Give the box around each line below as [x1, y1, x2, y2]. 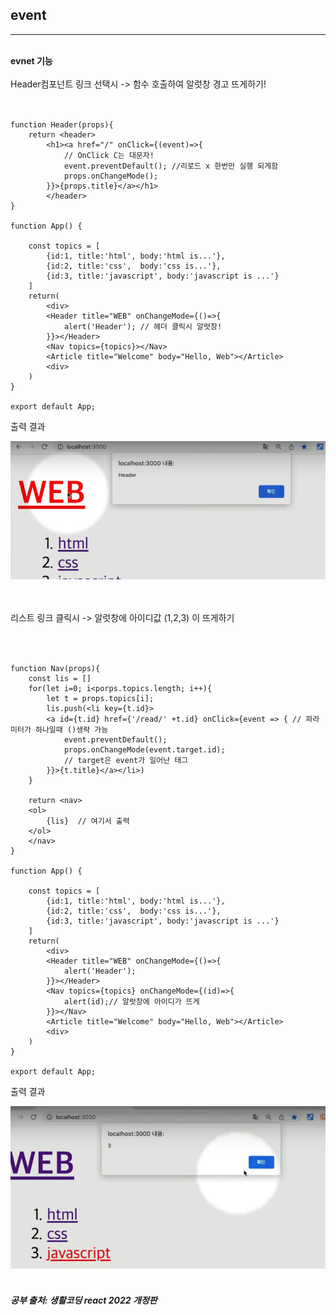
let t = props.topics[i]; [46, 694, 155, 704]
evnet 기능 [10, 54, 53, 67]
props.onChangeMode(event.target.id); [63, 745, 226, 755]
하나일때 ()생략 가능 [34, 725, 109, 735]
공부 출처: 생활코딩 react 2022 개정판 [10, 1294, 158, 1306]
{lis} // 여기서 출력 [46, 816, 130, 827]
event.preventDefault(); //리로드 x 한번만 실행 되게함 [63, 161, 279, 171]
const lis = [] [28, 674, 92, 684]
